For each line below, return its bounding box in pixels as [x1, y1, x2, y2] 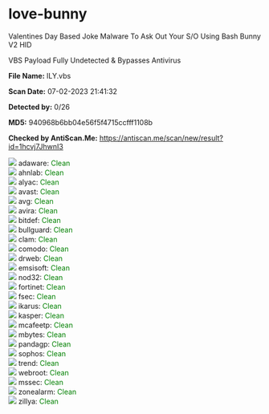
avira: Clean [18, 205, 59, 215]
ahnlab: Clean [18, 168, 64, 177]
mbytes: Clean [18, 330, 67, 339]
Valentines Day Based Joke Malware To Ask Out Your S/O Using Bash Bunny [8, 31, 261, 41]
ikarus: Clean [18, 301, 62, 310]
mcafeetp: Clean [18, 320, 74, 330]
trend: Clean [18, 358, 59, 367]
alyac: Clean [18, 177, 59, 187]
